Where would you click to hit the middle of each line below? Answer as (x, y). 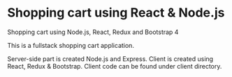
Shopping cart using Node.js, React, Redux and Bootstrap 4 (93, 32)
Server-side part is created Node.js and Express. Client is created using (110, 59)
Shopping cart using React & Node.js (116, 13)
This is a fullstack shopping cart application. (71, 45)
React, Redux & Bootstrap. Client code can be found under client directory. (115, 66)
